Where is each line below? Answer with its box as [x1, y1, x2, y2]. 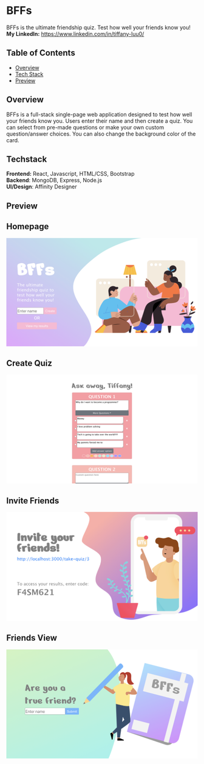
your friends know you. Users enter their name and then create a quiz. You [6, 117, 193, 125]
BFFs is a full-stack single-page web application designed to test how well [6, 111, 192, 118]
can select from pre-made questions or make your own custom [6, 123, 165, 131]
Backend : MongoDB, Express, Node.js [6, 177, 102, 184]
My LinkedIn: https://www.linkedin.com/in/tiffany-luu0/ [6, 30, 144, 37]
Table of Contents [6, 48, 76, 58]
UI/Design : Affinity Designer [6, 183, 77, 190]
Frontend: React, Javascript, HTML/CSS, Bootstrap [6, 170, 135, 177]
